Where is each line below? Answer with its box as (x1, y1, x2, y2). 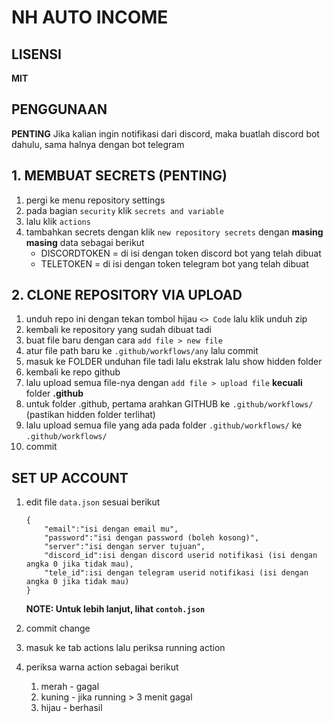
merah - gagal (40, 681, 100, 693)
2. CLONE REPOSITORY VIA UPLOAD (11, 287, 243, 304)
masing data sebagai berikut (25, 236, 145, 248)
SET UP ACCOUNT (11, 469, 129, 486)
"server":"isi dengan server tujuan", (44, 542, 206, 552)
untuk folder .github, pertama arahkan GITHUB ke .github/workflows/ (25, 398, 314, 410)
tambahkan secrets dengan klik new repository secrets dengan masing (25, 226, 324, 238)
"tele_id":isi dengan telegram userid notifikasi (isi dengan (44, 568, 309, 578)
